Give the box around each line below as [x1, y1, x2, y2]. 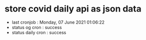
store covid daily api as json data [4, 3, 142, 14]
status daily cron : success [11, 29, 67, 35]
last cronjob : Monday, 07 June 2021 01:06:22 [11, 19, 105, 25]
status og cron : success [11, 24, 62, 30]
